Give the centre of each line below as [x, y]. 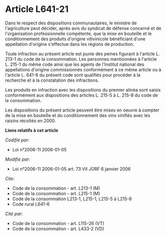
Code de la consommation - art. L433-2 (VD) [58, 229]
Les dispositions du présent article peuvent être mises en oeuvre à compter [82, 110]
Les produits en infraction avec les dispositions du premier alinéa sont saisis [83, 90]
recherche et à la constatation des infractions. [52, 80]
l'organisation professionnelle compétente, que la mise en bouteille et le [79, 33]
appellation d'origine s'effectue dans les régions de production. [70, 44]
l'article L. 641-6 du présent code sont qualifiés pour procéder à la [73, 75]
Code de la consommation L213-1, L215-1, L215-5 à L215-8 [72, 199]
